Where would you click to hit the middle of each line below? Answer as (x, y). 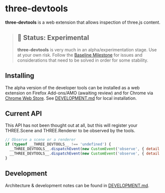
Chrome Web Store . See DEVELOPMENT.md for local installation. (71, 98)
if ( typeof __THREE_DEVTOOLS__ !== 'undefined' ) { (58, 144)
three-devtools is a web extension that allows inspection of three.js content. (83, 22)
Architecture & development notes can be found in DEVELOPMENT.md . (77, 185)
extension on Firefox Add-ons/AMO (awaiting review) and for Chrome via (79, 93)
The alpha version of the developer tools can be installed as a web (72, 87)
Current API (23, 113)
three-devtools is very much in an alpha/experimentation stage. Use (87, 49)
